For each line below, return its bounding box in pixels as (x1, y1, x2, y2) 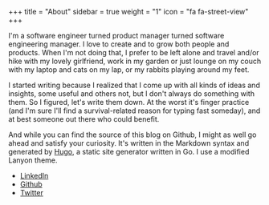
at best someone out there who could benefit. (8, 115, 160, 123)
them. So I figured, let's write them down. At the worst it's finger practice (8, 98, 250, 107)
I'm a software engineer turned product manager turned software (8, 31, 225, 40)
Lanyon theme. (8, 155, 58, 165)
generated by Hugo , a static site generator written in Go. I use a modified (8, 147, 250, 156)
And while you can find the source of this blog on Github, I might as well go (8, 130, 257, 139)
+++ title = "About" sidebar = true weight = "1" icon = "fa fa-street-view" (8, 7, 249, 16)
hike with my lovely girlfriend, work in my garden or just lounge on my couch (8, 56, 262, 66)
